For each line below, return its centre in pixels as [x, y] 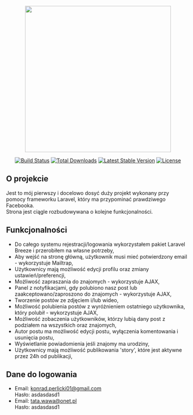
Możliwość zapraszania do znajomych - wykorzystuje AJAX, [87, 282]
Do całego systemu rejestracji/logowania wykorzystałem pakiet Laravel [100, 244]
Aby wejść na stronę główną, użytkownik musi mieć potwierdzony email [101, 256]
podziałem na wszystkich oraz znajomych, [65, 325]
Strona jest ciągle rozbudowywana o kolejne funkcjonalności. [80, 211]
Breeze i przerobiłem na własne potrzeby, [64, 250]
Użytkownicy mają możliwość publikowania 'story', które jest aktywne [98, 350]
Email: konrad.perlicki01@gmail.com [58, 389]
